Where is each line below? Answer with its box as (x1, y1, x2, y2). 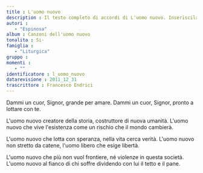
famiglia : (6, 43, 34, 49)
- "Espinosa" (14, 25, 47, 32)
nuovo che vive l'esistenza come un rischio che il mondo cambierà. (6, 124, 173, 131)
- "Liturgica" (14, 49, 50, 55)
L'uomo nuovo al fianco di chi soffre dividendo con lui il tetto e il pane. (6, 160, 181, 167)
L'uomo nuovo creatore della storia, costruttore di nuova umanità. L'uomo (6, 117, 188, 124)
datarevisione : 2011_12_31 (6, 76, 77, 83)
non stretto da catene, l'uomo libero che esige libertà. (6, 142, 140, 149)
